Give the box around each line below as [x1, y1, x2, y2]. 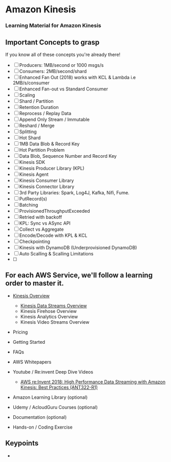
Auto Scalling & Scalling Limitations [19, 250, 94, 256]
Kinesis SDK [19, 159, 45, 165]
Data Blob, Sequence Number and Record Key [19, 153, 117, 159]
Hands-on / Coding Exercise [12, 424, 73, 430]
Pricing [12, 329, 28, 335]
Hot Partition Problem [19, 146, 65, 153]
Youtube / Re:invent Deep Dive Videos [12, 368, 94, 375]
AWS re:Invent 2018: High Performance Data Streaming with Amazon [20, 379, 165, 385]
